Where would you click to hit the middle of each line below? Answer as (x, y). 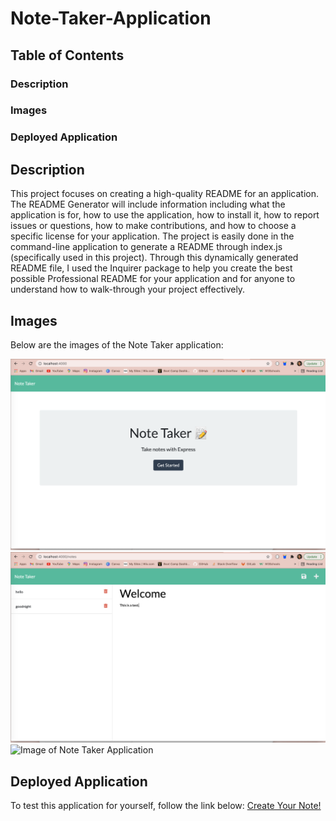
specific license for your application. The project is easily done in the (152, 236)
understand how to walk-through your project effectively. (128, 289)
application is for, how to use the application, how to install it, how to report (165, 215)
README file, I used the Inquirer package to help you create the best (151, 268)
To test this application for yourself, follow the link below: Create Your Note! (166, 806)
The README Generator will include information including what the (148, 204)
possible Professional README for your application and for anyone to (153, 279)
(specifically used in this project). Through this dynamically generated (154, 258)
